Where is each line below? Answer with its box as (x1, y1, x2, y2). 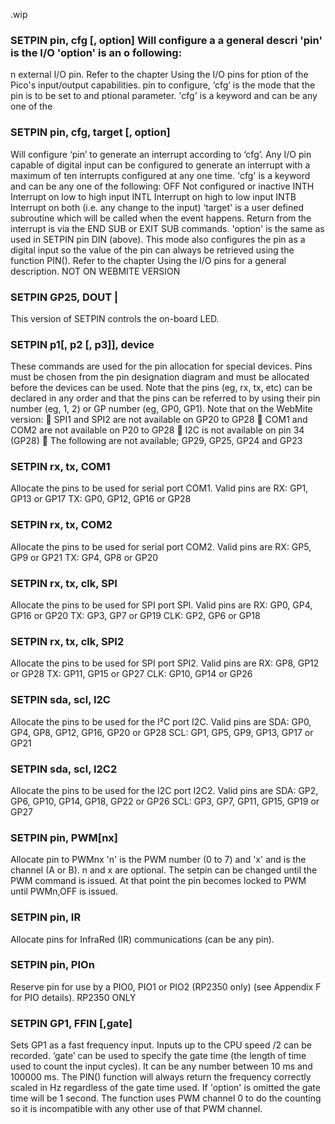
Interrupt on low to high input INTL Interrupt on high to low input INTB (10, 190, 297, 203)
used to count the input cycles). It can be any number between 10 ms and (10, 1060, 313, 1073)
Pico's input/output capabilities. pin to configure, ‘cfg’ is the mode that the (10, 79, 316, 91)
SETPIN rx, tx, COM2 (10, 518, 113, 532)
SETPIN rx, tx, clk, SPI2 (10, 635, 125, 648)
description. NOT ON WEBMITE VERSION (10, 265, 181, 277)
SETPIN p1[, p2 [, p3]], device (10, 337, 155, 351)
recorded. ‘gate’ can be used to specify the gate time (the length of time (10, 1050, 307, 1062)
